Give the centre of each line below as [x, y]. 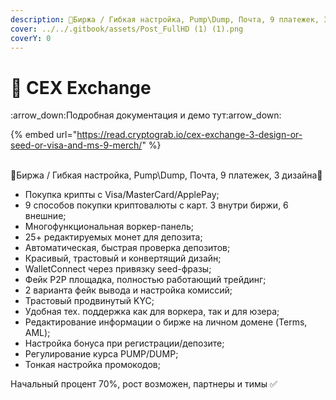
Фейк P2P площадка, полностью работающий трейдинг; [145, 280]
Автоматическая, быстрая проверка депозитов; [127, 248]
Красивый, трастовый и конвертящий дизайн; [123, 258]
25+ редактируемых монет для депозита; [113, 237]
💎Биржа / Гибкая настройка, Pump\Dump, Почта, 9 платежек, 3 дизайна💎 [166, 175]
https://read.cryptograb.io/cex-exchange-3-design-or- [189, 135]
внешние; [45, 216]
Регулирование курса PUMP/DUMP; [101, 354]
